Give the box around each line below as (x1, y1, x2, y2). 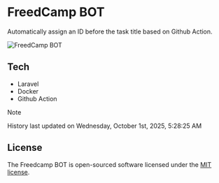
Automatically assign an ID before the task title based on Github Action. (7, 27, 213, 36)
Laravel (17, 80, 39, 88)
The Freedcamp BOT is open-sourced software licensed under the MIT (7, 160, 212, 168)
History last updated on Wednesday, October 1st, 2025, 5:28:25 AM (7, 122, 202, 130)
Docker (17, 87, 39, 95)
